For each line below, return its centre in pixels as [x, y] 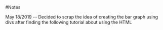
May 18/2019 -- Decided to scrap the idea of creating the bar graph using [82, 17]
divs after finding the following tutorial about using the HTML [69, 22]
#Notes [13, 7]
